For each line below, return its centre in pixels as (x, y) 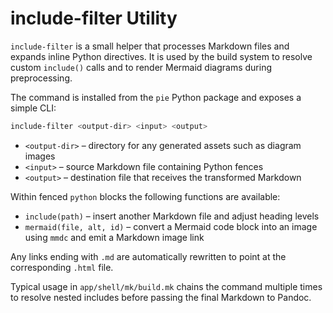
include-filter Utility (94, 18)
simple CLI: (33, 108)
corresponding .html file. (62, 267)
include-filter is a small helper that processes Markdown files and (150, 46)
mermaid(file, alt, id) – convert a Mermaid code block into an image (171, 226)
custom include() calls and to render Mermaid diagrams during (141, 67)
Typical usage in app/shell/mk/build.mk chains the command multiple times (166, 286)
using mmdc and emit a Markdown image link (114, 237)
